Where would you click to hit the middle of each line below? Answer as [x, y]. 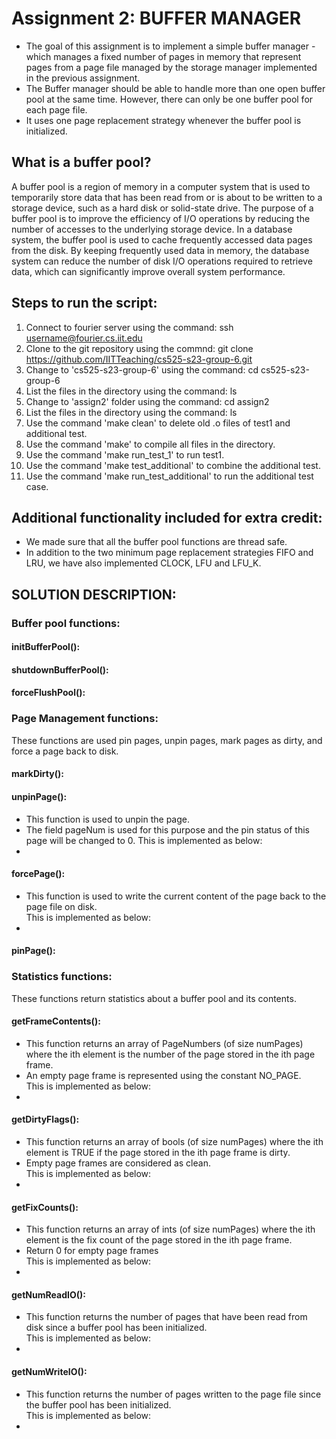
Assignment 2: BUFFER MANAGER [156, 18]
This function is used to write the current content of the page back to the [176, 896]
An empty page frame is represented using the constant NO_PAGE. [163, 1075]
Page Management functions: [85, 719]
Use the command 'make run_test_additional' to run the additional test [169, 476]
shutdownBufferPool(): [60, 669]
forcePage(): [38, 874]
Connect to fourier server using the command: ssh [129, 327]
